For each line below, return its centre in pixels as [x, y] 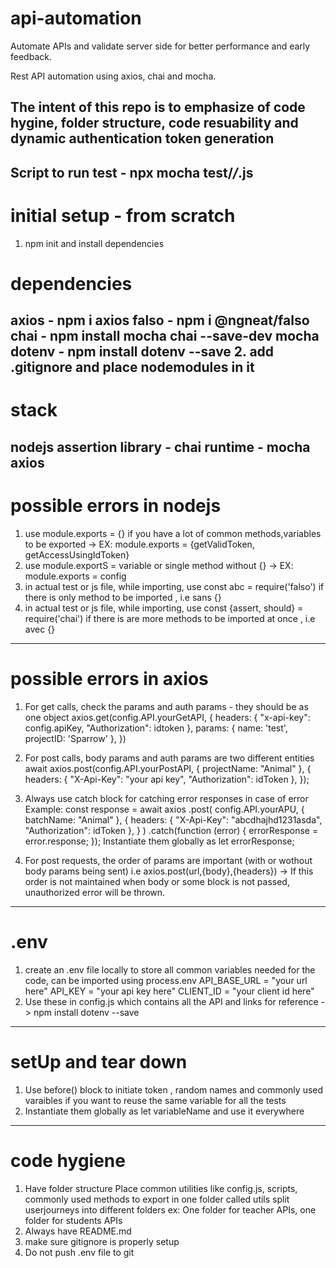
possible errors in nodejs [116, 506]
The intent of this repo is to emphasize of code [158, 107]
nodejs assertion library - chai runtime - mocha [160, 447]
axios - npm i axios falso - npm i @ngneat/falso [160, 320]
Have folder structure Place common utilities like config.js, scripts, [161, 1188]
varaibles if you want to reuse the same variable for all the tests [155, 1100]
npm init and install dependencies [94, 243]
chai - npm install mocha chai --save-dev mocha [165, 336]
